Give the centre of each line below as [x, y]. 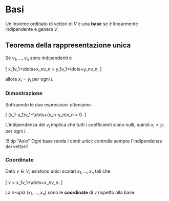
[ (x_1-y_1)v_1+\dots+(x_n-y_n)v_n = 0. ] [46, 115]
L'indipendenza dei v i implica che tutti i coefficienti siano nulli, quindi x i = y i [84, 125]
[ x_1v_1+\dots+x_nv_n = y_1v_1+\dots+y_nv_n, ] [54, 69]
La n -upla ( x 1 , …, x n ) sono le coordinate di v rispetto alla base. [70, 193]
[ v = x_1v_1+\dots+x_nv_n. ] [34, 182]
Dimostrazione [24, 94]
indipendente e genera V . [32, 29]
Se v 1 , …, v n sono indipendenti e [39, 58]
